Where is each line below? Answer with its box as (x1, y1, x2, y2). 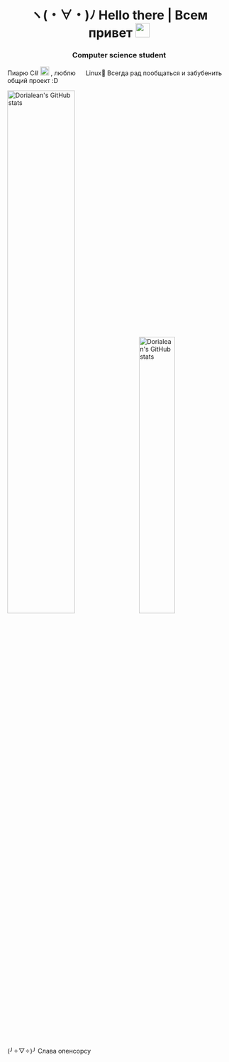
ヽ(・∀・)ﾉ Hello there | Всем (30, 7, 208, 23)
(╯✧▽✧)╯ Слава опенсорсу (7, 1047, 91, 1056)
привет (88, 25, 133, 41)
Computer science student (72, 50, 167, 60)
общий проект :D (7, 77, 59, 85)
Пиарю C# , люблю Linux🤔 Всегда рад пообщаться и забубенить (7, 69, 222, 77)
